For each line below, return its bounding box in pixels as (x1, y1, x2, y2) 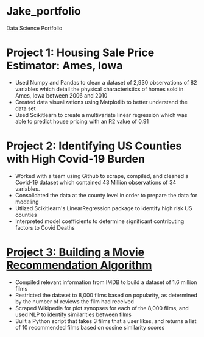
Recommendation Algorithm (6, 258, 152, 272)
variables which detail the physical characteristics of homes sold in (15, 85, 184, 93)
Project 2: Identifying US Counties (6, 139, 182, 153)
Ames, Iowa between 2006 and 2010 (15, 91, 108, 99)
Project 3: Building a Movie (6, 246, 145, 259)
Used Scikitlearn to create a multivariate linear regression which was (15, 111, 188, 118)
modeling (15, 198, 39, 205)
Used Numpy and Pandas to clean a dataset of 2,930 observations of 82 (15, 79, 197, 86)
